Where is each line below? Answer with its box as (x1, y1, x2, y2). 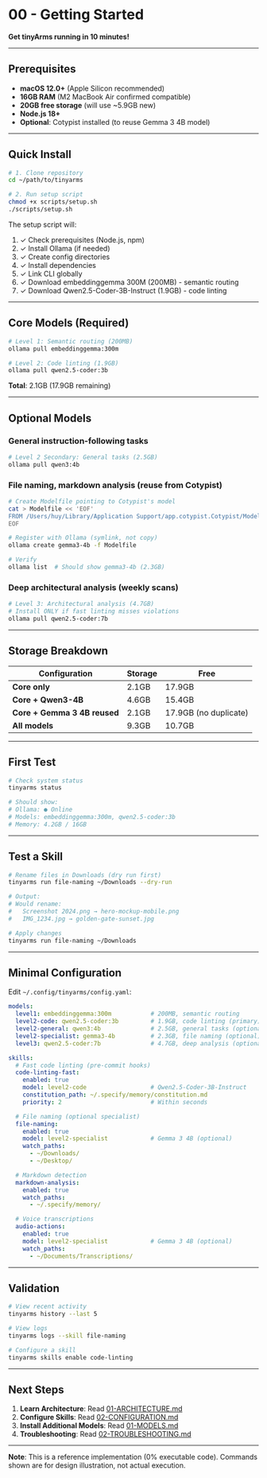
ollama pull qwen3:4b (8, 460, 80, 468)
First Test (8, 755, 56, 769)
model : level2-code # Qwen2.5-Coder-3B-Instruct (22, 1084, 247, 1092)
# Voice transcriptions (15, 1215, 94, 1224)
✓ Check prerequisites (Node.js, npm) (19, 235, 145, 244)
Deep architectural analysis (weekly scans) (8, 582, 179, 593)
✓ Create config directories (19, 252, 110, 262)
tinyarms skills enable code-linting (8, 1353, 133, 1361)
